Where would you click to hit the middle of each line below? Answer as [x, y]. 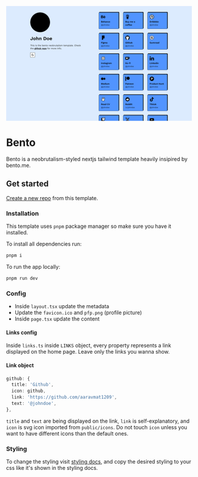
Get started [27, 184]
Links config [22, 332]
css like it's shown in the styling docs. [52, 468]
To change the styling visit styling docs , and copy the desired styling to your [99, 462]
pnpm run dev [22, 278]
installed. [17, 233]
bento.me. [19, 165]
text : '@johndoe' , [34, 404]
